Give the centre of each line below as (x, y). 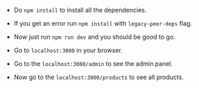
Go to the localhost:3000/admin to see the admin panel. (93, 64)
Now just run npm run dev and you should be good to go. (94, 37)
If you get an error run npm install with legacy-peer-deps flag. (103, 23)
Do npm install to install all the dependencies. (80, 10)
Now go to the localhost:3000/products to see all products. (98, 77)
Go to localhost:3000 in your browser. (68, 50)
